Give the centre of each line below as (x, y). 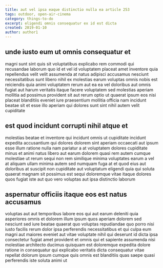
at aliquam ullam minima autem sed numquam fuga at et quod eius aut (76, 164)
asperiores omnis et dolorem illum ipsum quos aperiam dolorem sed (73, 219)
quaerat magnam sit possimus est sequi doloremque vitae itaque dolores (78, 174)
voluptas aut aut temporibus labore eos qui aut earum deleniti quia (72, 214)
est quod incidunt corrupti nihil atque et (67, 126)
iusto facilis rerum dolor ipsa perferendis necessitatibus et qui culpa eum (78, 229)
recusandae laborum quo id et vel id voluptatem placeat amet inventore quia (81, 69)
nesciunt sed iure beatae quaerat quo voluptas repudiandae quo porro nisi (80, 224)
